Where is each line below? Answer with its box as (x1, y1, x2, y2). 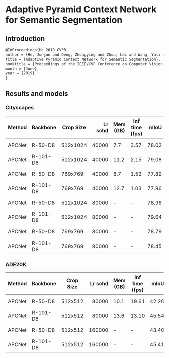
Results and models (5, 89, 68, 98)
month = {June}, (5, 66, 39, 71)
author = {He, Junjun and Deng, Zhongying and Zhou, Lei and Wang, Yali (5, 52, 161, 57)
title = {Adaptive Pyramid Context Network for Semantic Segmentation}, (5, 57, 161, 62)
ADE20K (5, 261, 27, 268)
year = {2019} (5, 71, 35, 76)
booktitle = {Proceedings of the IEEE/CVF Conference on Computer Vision (5, 61, 163, 66)
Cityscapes (5, 104, 34, 111)
